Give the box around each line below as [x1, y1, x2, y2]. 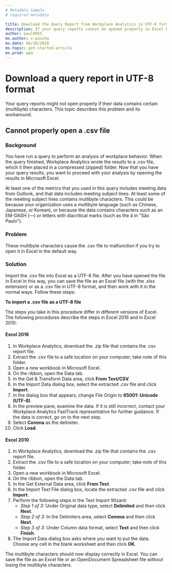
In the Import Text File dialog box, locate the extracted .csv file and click [12, 487, 165, 493]
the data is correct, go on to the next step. [12, 414, 102, 420]
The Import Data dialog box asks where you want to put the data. [12, 535, 150, 542]
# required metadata [5, 12, 50, 17]
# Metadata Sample [5, 7, 45, 13]
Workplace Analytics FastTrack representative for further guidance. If [12, 408, 159, 415]
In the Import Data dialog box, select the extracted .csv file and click [12, 381, 157, 387]
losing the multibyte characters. [5, 562, 72, 568]
